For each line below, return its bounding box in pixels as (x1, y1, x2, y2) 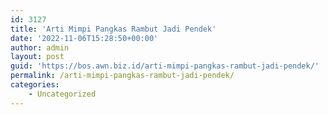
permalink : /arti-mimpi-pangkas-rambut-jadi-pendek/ (10, 71, 235, 81)
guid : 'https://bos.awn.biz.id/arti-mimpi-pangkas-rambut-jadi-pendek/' (10, 61, 320, 71)
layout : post (10, 52, 65, 62)
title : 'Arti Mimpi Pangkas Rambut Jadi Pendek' (10, 24, 217, 34)
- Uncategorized (28, 89, 97, 99)
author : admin (10, 42, 70, 53)
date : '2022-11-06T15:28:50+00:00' (10, 33, 159, 43)
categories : (10, 80, 60, 90)
